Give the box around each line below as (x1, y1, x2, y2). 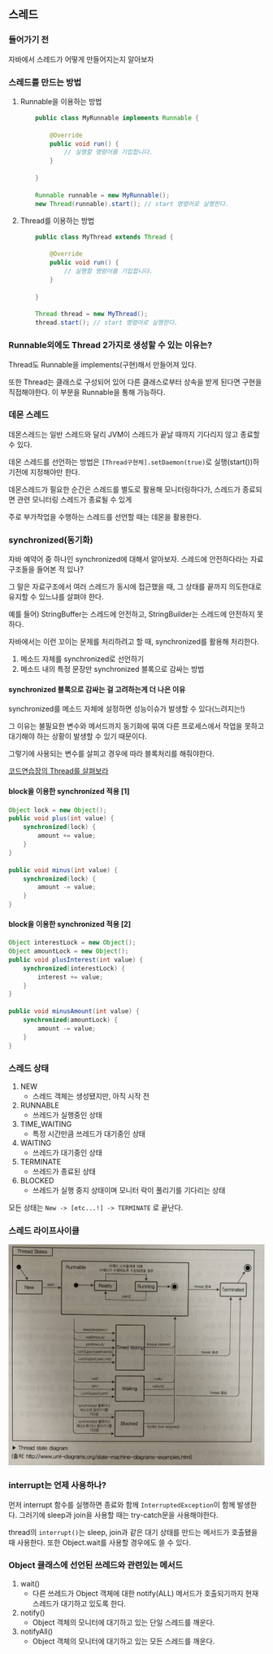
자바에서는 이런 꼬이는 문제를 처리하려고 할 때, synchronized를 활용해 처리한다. (8, 637, 260, 647)
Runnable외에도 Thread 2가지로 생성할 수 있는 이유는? (8, 340, 213, 351)
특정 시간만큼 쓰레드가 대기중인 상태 (32, 1129, 146, 1138)
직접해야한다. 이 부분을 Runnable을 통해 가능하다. (8, 387, 166, 397)
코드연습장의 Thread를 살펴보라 (8, 766, 109, 776)
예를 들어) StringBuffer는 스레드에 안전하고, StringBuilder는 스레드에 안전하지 (8, 609, 255, 619)
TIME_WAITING (19, 1119, 72, 1129)
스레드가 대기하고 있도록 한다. (32, 1599, 126, 1608)
